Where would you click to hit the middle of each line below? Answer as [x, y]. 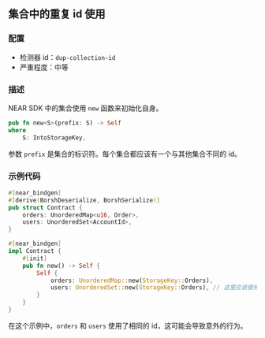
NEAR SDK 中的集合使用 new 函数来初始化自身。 [86, 108]
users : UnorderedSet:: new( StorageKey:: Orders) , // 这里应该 [149, 288]
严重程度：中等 [44, 67]
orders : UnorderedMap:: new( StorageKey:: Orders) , [132, 280]
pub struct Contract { [45, 207]
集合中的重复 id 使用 [57, 14]
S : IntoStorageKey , [54, 137]
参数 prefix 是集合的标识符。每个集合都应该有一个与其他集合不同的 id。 [125, 154]
